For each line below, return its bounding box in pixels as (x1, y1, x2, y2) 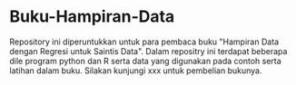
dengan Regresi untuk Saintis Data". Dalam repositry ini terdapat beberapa (9, 45, 288, 56)
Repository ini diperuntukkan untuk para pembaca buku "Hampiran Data (9, 36, 280, 47)
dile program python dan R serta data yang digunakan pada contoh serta (9, 55, 281, 66)
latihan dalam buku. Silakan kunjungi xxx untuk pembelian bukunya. (9, 65, 262, 76)
